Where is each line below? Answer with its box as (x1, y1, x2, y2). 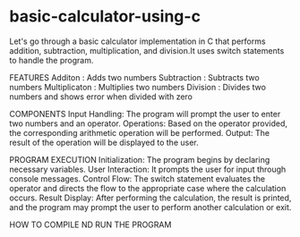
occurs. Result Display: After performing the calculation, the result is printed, (9, 192, 292, 203)
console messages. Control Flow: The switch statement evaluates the (9, 173, 266, 184)
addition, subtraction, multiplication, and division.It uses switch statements (9, 45, 285, 55)
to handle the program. (9, 55, 94, 65)
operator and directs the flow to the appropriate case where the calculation (9, 182, 287, 193)
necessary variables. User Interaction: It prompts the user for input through (9, 164, 287, 174)
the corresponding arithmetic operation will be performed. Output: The (9, 127, 270, 138)
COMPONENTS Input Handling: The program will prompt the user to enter (9, 108, 281, 119)
